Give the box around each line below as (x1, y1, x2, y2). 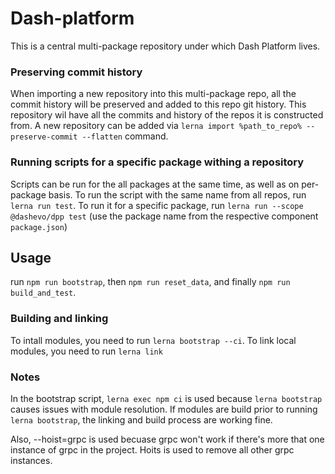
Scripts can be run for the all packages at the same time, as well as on (10, 178, 300, 190)
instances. (10, 454, 53, 466)
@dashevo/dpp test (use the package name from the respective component (10, 210, 319, 222)
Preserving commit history (10, 65, 143, 79)
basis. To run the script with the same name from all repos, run (48, 188, 307, 201)
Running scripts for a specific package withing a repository (10, 155, 305, 169)
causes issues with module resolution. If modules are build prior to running (10, 403, 318, 415)
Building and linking (10, 312, 109, 326)
